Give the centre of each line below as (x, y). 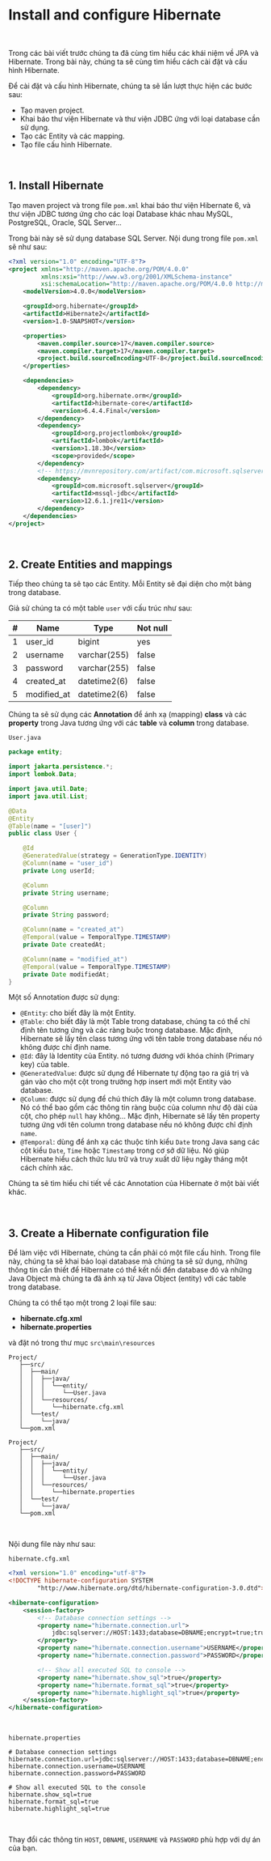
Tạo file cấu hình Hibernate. (66, 144)
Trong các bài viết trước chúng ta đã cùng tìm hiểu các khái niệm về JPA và (133, 53)
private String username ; (67, 893)
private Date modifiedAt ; (67, 974)
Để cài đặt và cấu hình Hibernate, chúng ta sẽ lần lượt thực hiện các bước (130, 86)
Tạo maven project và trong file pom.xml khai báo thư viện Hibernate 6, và (130, 205)
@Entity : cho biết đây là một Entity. (78, 1013)
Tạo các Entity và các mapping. (72, 136)
